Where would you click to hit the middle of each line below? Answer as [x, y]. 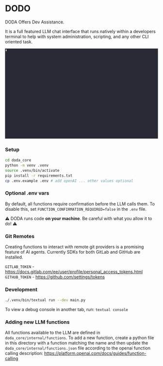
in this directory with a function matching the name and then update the [77, 343]
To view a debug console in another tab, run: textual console [67, 310]
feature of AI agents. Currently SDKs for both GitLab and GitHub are [73, 252]
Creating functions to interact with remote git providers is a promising [74, 247]
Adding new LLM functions [37, 322]
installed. [14, 257]
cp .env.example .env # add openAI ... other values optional [69, 181]
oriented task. [19, 41]
